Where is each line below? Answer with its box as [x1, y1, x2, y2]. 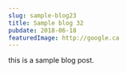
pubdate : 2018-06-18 [8, 26, 77, 34]
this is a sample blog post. [8, 56, 94, 65]
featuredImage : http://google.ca [8, 33, 120, 42]
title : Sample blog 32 [8, 19, 84, 27]
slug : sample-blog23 [8, 11, 77, 20]
